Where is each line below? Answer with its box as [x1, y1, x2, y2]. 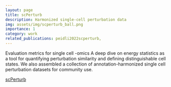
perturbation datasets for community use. [5, 66, 93, 72]
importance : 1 [5, 27, 36, 32]
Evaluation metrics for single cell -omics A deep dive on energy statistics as [5, 50, 165, 56]
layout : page [5, 7, 33, 13]
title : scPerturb [5, 12, 42, 17]
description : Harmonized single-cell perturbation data [5, 17, 127, 22]
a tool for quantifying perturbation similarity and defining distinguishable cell [5, 55, 166, 61]
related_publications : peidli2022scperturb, [5, 36, 102, 41]
